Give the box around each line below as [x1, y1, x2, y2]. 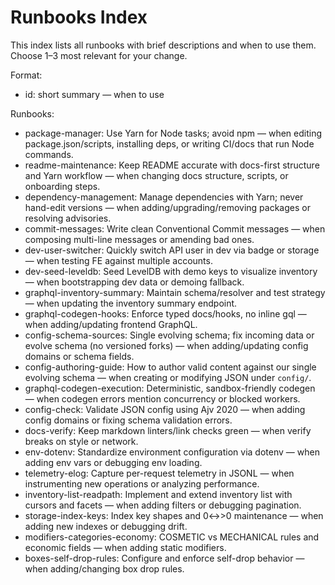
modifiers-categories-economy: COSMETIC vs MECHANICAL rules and [24, 531, 320, 543]
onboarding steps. [24, 180, 101, 192]
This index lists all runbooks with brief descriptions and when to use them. [10, 39, 317, 51]
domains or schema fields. [24, 350, 135, 362]
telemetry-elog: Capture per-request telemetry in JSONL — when [24, 467, 295, 479]
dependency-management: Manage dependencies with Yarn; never [24, 191, 304, 203]
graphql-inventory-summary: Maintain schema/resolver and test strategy [24, 286, 326, 298]
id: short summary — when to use [24, 88, 165, 100]
